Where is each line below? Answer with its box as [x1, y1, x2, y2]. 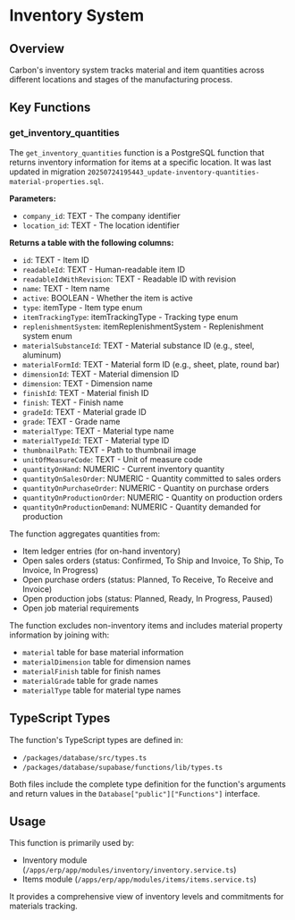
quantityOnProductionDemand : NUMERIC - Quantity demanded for [21, 502, 261, 512]
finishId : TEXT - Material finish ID [21, 387, 149, 398]
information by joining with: [9, 629, 110, 640]
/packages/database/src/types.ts [21, 753, 147, 763]
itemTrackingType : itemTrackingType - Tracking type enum [21, 311, 239, 322]
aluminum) [21, 350, 62, 360]
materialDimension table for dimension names [21, 656, 191, 667]
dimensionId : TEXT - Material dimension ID [21, 368, 180, 379]
